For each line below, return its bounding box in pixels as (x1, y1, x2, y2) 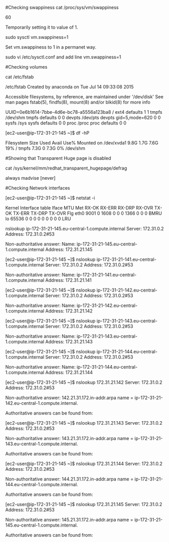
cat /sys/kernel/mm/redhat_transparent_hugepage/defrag (5, 165, 127, 171)
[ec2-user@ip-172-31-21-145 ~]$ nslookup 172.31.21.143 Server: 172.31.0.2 (5, 420, 163, 426)
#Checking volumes (5, 64, 48, 70)
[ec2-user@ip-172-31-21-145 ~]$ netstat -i (5, 195, 95, 201)
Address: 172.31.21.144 (45, 369, 93, 376)
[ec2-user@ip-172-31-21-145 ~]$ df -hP (5, 130, 90, 136)
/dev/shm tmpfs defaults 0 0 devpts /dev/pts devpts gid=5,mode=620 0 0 (5, 115, 161, 120)
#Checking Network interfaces (5, 185, 70, 191)
